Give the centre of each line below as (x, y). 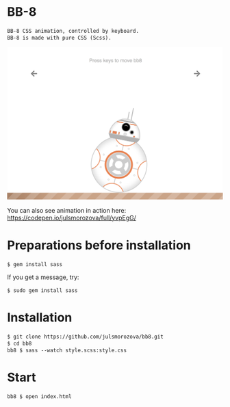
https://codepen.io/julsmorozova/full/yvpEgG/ (72, 218)
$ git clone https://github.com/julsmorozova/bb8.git (86, 337)
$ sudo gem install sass (42, 290)
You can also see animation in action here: (67, 210)
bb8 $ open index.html (39, 396)
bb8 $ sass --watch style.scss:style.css (67, 350)
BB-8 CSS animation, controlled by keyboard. (73, 31)
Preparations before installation (99, 245)
